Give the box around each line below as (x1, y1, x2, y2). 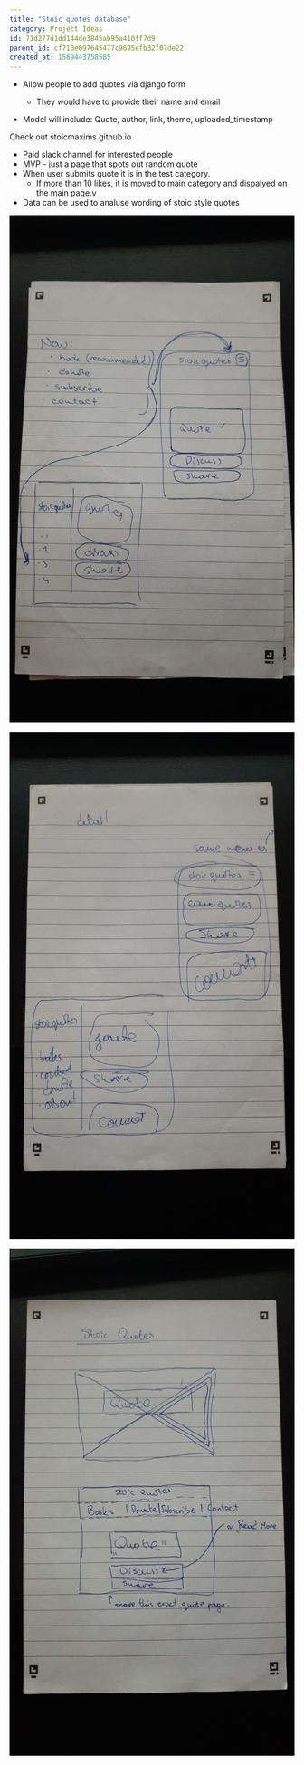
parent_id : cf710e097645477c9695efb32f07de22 (9, 43, 184, 53)
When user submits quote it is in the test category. (22, 168, 211, 179)
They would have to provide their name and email (35, 96, 221, 108)
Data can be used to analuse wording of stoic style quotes (22, 197, 240, 208)
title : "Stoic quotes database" (9, 14, 131, 24)
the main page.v (35, 187, 97, 198)
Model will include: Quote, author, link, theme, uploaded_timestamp (22, 114, 273, 125)
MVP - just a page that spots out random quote (22, 158, 198, 169)
